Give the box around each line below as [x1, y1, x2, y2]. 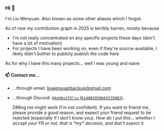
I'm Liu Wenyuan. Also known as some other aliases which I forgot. [5, 16, 142, 22]
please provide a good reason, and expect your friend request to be [12, 109, 152, 116]
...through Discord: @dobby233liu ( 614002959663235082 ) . [12, 94, 125, 101]
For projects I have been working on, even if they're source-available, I [12, 46, 158, 52]
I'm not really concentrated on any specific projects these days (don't [12, 35, 155, 41]
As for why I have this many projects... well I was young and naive [5, 61, 140, 66]
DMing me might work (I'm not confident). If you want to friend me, [12, 104, 150, 110]
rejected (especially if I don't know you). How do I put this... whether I [12, 115, 155, 121]
